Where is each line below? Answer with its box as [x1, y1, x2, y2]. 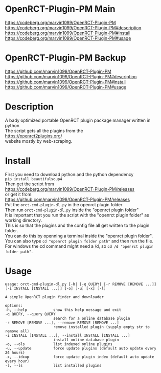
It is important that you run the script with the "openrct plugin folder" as [5, 212, 149, 218]
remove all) [5, 329, 29, 333]
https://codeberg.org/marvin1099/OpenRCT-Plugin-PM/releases [5, 186, 135, 192]
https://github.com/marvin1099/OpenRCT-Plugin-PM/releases [5, 197, 130, 202]
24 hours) [5, 350, 25, 355]
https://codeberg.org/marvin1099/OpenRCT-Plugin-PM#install [5, 30, 131, 36]
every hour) [5, 358, 29, 364]
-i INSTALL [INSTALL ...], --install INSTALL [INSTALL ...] [5, 333, 131, 338]
